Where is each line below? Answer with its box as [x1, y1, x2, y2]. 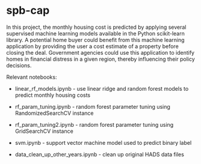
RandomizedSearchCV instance [14, 109, 94, 117]
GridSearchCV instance [14, 127, 73, 135]
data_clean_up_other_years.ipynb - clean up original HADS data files [14, 151, 185, 158]
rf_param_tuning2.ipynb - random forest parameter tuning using [14, 121, 174, 128]
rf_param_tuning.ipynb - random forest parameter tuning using [14, 103, 170, 110]
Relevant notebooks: [6, 73, 57, 80]
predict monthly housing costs [14, 91, 91, 99]
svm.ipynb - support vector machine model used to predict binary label [14, 139, 192, 146]
